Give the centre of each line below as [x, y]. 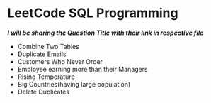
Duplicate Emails [42, 54]
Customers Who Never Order [60, 61]
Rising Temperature [46, 77]
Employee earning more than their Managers [82, 69]
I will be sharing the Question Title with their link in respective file [105, 33]
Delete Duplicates [43, 92]
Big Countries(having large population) [74, 84]
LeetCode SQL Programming [93, 13]
